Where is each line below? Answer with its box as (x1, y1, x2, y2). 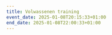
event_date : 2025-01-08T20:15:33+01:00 (6, 14, 107, 20)
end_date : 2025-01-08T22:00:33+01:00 (6, 20, 101, 26)
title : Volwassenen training (6, 8, 79, 15)
